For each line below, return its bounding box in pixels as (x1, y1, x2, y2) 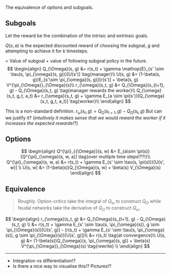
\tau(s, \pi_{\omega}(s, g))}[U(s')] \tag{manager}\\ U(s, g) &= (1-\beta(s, (10, 71, 161, 77)
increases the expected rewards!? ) (5, 120, 78, 126)
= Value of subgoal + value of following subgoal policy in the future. (5, 58, 148, 64)
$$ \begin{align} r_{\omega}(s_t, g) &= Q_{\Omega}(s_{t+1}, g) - (5, 216, 139, 222)
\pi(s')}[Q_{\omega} (123, 93, 165, 99)
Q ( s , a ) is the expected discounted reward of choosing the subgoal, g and (5, 42, 160, 48)
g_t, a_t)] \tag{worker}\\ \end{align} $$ (50, 98, 131, 104)
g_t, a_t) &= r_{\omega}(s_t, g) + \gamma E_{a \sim (16, 93, 123, 99)
